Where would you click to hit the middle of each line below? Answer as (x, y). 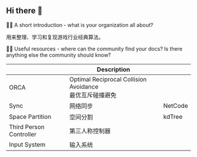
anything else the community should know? (59, 55)
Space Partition (30, 117)
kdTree (173, 117)
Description (113, 69)
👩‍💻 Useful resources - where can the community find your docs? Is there (94, 49)
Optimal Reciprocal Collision (108, 79)
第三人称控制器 (90, 131)
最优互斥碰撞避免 (93, 95)
